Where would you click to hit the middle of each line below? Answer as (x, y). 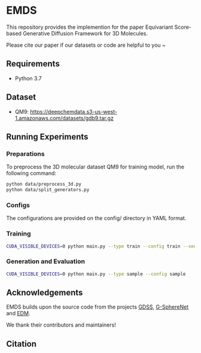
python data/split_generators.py (48, 190)
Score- (183, 27)
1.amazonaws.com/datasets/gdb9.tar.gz (64, 118)
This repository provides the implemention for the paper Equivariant (90, 27)
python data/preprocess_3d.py (44, 184)
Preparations (25, 153)
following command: (31, 173)
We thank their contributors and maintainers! (61, 325)
